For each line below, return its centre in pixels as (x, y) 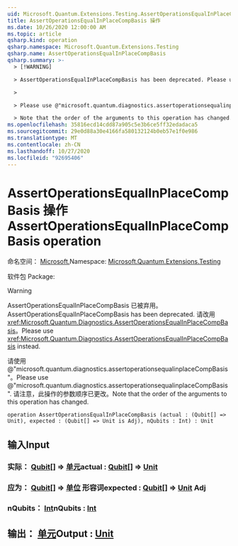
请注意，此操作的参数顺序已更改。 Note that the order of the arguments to (120, 394)
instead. (29, 346)
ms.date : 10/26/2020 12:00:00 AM (57, 27)
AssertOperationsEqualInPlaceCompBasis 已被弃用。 (85, 306)
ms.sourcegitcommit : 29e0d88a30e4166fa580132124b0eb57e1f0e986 (103, 132)
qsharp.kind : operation (42, 41)
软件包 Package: (31, 277)
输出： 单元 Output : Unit (61, 534)
